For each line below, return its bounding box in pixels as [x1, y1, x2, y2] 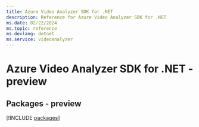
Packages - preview [6, 98, 82, 109]
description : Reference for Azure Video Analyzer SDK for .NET [6, 14, 167, 20]
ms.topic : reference [6, 25, 58, 32]
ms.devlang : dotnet [6, 31, 55, 37]
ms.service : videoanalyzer [6, 36, 73, 42]
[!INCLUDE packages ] [6, 114, 60, 121]
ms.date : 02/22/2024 [6, 20, 58, 26]
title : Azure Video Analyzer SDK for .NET [6, 8, 113, 15]
